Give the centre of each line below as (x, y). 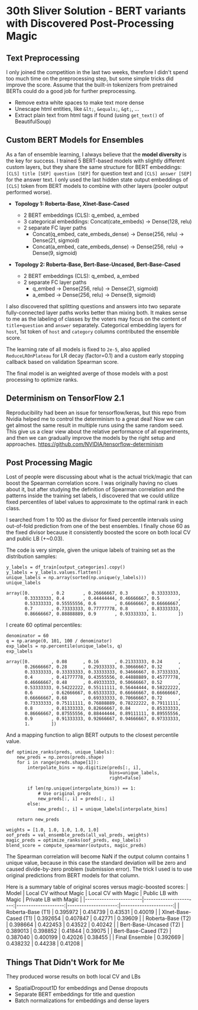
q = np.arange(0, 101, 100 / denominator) (59, 641)
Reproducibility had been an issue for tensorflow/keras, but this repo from (96, 413)
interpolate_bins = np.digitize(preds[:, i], (85, 768)
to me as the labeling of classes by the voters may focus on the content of (96, 319)
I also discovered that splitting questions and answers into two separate (94, 306)
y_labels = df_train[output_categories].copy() (66, 567)
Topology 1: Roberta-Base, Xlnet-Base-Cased (72, 203)
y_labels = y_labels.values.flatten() (54, 573)
